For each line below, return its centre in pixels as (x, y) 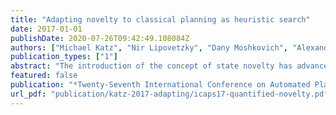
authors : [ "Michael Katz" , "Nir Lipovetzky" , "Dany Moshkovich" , (149, 47)
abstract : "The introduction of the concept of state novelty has (151, 66)
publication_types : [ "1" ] (64, 57)
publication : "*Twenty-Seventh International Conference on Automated (160, 85)
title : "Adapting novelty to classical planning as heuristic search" (160, 19)
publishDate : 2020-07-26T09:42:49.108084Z (100, 38)
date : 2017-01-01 (46, 29)
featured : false (44, 76)
